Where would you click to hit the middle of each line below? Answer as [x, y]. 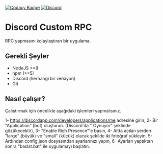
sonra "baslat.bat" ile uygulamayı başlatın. [48, 146]
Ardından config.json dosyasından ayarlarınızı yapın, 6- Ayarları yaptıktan [79, 141]
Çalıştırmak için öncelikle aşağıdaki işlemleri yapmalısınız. [63, 110]
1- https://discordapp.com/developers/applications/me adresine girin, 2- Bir [81, 120]
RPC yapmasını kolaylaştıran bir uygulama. [48, 41]
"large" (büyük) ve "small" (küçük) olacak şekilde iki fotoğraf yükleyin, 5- [79, 136]
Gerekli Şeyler [27, 56]
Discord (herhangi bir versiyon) [44, 78]
